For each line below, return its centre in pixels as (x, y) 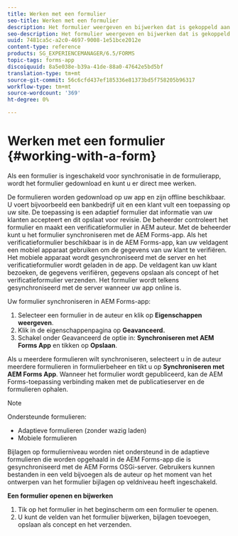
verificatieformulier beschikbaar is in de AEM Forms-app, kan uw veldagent (118, 242)
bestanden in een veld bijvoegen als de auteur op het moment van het (110, 474)
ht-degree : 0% (28, 100)
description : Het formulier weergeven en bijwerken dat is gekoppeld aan (119, 27)
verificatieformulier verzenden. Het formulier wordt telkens (93, 280)
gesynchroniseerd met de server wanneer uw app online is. (94, 288)
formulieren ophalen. (38, 389)
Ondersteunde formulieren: (47, 417)
